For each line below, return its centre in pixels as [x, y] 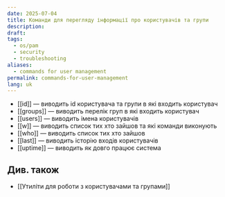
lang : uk [20, 84]
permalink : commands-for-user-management [68, 78]
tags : [15, 39]
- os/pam [26, 46]
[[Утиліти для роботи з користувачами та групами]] [94, 187]
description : [26, 26]
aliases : [20, 65]
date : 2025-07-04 [32, 13]
